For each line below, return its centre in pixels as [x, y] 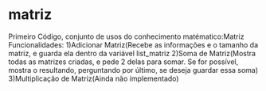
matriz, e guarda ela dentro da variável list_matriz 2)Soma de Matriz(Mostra [132, 53]
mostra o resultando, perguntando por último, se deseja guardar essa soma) [133, 70]
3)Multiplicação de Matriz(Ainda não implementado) [94, 78]
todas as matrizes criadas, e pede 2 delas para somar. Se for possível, [123, 62]
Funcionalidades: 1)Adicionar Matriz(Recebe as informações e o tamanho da [133, 44]
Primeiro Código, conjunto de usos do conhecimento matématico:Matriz [126, 36]
